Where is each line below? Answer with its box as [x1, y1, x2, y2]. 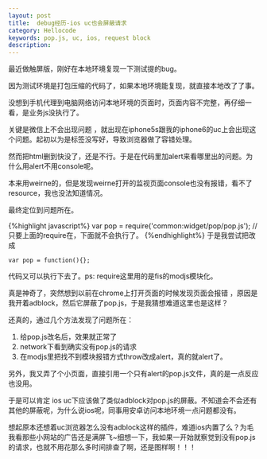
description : [8, 41, 52, 49]
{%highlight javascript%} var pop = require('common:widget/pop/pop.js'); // [8, 221, 258, 231]
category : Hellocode [8, 26, 77, 34]
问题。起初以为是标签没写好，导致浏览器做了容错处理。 [14, 134, 196, 144]
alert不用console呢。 [29, 161, 98, 171]
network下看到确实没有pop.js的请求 [19, 342, 137, 352]
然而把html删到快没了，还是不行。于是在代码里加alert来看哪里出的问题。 [8, 152, 246, 161]
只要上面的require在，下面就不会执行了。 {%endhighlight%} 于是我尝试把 [8, 231, 249, 240]
